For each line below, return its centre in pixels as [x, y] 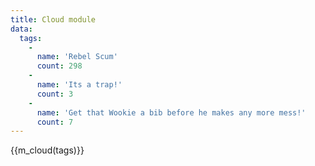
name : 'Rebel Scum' [77, 57]
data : [21, 29]
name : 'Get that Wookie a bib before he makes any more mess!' [171, 112]
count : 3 [55, 94]
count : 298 [59, 66]
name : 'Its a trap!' [79, 85]
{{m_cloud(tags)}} [47, 150]
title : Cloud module [53, 19]
